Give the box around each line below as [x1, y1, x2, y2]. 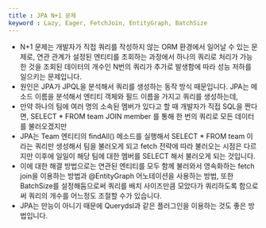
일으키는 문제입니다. [19, 71, 82, 81]
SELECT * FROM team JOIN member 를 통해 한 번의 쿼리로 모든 [30, 111, 233, 121]
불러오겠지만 [28, 121, 67, 131]
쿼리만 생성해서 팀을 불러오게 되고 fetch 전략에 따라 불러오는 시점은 [34, 141, 242, 151]
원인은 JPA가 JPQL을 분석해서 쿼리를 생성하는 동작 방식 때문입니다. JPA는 [19, 81, 249, 91]
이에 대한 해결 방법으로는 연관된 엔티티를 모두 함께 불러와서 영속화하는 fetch [19, 160, 256, 171]
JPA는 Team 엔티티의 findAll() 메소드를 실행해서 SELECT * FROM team [19, 131, 245, 141]
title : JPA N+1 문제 [8, 11, 77, 20]
